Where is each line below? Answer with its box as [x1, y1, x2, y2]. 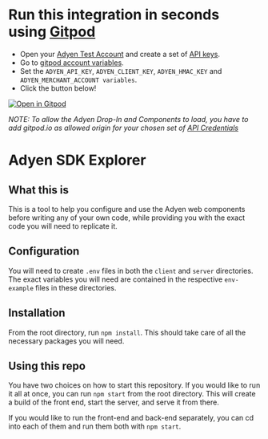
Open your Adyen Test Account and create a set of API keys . [19, 49, 220, 59]
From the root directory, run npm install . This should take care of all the [8, 327, 246, 337]
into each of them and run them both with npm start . [8, 421, 182, 431]
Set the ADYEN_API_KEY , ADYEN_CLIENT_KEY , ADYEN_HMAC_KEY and [19, 66, 222, 75]
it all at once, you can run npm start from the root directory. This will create [8, 389, 256, 399]
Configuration [8, 245, 80, 258]
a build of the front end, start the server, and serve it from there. [8, 397, 220, 407]
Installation [8, 307, 66, 320]
